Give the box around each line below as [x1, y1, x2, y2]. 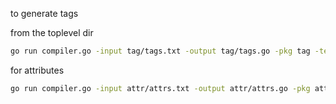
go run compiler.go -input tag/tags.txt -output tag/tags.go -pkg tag [10, 46, 311, 56]
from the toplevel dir [10, 27, 94, 38]
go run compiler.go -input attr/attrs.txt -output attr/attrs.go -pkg [10, 83, 311, 93]
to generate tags [10, 8, 79, 19]
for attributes [10, 64, 65, 76]
